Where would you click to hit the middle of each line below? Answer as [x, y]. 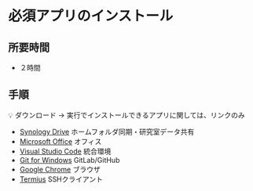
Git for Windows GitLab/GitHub [70, 160]
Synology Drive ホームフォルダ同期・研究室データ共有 [107, 132]
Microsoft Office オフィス [60, 141]
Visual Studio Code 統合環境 [65, 151]
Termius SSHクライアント [61, 179]
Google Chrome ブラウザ [60, 169]
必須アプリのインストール [91, 16]
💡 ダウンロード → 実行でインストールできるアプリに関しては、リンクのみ [126, 115]
